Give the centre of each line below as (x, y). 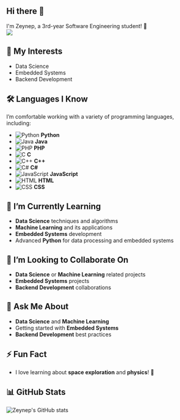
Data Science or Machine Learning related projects (80, 274)
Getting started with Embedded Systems (67, 328)
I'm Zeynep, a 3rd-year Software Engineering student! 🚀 (77, 26)
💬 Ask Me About (38, 307)
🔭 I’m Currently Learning (54, 206)
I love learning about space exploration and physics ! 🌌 (85, 372)
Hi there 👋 (25, 11)
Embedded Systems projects (52, 281)
